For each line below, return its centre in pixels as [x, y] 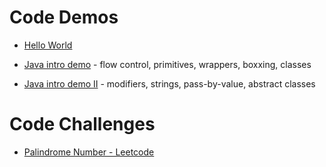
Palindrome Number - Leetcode [89, 152]
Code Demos [64, 17]
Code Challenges [82, 124]
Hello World [48, 45]
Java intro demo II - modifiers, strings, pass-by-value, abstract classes [169, 83]
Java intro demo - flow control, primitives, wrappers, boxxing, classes [167, 64]
